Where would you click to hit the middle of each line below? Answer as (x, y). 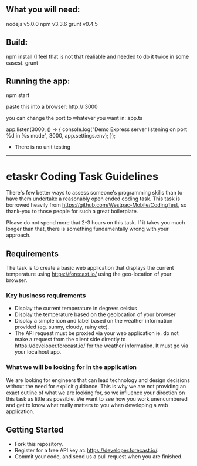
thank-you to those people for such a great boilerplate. (72, 212)
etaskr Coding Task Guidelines (82, 176)
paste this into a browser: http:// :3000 (52, 107)
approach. (18, 235)
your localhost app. (38, 352)
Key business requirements (46, 296)
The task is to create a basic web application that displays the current (90, 268)
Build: (17, 43)
